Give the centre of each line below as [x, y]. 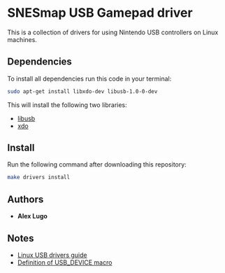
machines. [22, 39]
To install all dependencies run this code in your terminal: [89, 78]
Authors [26, 199]
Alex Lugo [32, 216]
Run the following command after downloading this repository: [97, 164]
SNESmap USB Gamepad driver [100, 13]
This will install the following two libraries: [67, 105]
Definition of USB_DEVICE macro [65, 262]
